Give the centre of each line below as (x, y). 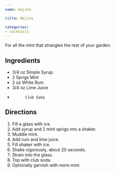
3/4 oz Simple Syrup (32, 72)
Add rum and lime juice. (36, 139)
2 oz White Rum (28, 82)
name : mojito (18, 9)
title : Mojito (19, 18)
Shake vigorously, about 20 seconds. (49, 149)
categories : (17, 27)
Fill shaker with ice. (31, 144)
